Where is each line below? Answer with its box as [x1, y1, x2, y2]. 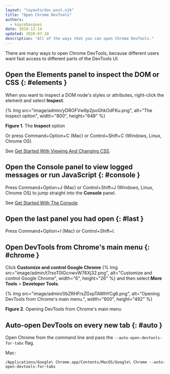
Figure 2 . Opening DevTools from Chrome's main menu [5, 306, 122, 312]
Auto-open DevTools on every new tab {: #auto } [5, 321, 162, 329]
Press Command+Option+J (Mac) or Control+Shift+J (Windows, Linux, [5, 184, 154, 190]
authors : [5, 17, 24, 22]
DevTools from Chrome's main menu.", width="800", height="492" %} [5, 296, 153, 302]
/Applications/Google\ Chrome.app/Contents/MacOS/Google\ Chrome [5, 359, 147, 365]
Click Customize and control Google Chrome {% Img [5, 265, 118, 271]
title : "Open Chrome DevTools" [5, 12, 72, 17]
